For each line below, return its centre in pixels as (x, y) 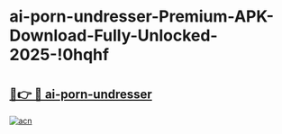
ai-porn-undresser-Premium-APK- (142, 17)
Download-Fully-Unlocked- (114, 36)
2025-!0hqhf (59, 55)
